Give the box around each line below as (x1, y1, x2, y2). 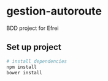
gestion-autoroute (6, 4, 102, 18)
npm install (6, 64, 37, 70)
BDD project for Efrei (6, 24, 59, 32)
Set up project (6, 42, 61, 52)
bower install (6, 69, 43, 76)
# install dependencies (6, 58, 67, 65)
